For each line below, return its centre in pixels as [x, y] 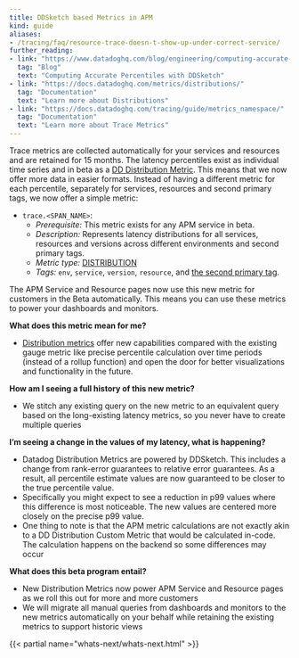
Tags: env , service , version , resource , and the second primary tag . [158, 272]
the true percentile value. [68, 488]
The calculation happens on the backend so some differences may [144, 544]
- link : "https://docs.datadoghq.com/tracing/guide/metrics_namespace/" [147, 109]
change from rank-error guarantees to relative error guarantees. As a [149, 469]
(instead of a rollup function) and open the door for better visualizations [153, 362]
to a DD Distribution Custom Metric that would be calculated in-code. [149, 535]
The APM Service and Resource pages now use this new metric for [132, 289]
